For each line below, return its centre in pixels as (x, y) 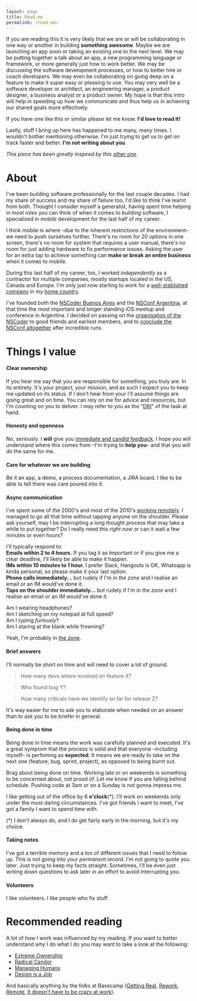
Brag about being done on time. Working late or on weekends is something (96, 772)
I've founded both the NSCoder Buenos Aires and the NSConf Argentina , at (97, 303)
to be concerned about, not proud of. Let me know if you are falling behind (96, 779)
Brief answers (23, 651)
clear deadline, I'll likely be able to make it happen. (67, 559)
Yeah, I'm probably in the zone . (44, 638)
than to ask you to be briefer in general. (54, 716)
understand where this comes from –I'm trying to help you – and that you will (98, 445)
